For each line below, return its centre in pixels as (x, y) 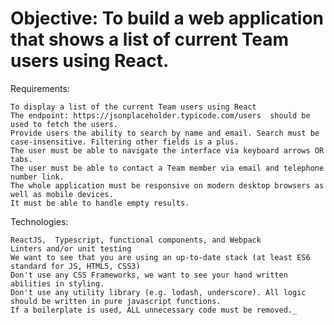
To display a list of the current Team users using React (133, 107)
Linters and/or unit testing (71, 248)
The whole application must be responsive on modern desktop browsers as (167, 185)
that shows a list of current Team (149, 39)
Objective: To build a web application (167, 18)
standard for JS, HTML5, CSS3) (75, 266)
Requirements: (40, 88)
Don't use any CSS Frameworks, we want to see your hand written (149, 275)
